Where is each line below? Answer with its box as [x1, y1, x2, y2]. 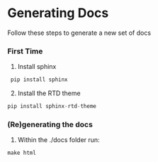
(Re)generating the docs [7, 119, 94, 129]
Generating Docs [7, 5, 109, 21]
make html [7, 149, 37, 157]
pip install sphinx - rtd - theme [7, 103, 97, 110]
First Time [7, 46, 43, 56]
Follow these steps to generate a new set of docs [7, 28, 151, 37]
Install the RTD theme [17, 89, 81, 97]
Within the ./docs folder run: [17, 136, 101, 144]
